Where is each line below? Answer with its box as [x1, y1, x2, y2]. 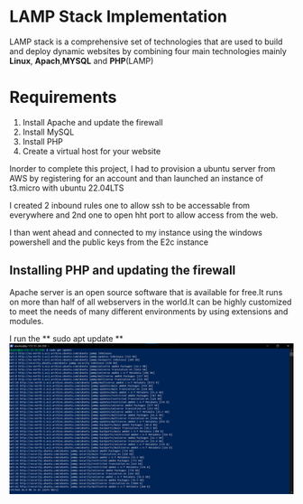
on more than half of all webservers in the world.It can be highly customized [9, 296, 292, 307]
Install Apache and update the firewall [22, 117, 164, 127]
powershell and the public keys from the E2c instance [9, 237, 209, 247]
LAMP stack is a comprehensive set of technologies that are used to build [9, 36, 283, 47]
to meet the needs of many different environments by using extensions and [9, 305, 289, 317]
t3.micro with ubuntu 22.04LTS [9, 182, 124, 193]
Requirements [9, 88, 117, 107]
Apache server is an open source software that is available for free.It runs [9, 286, 283, 297]
